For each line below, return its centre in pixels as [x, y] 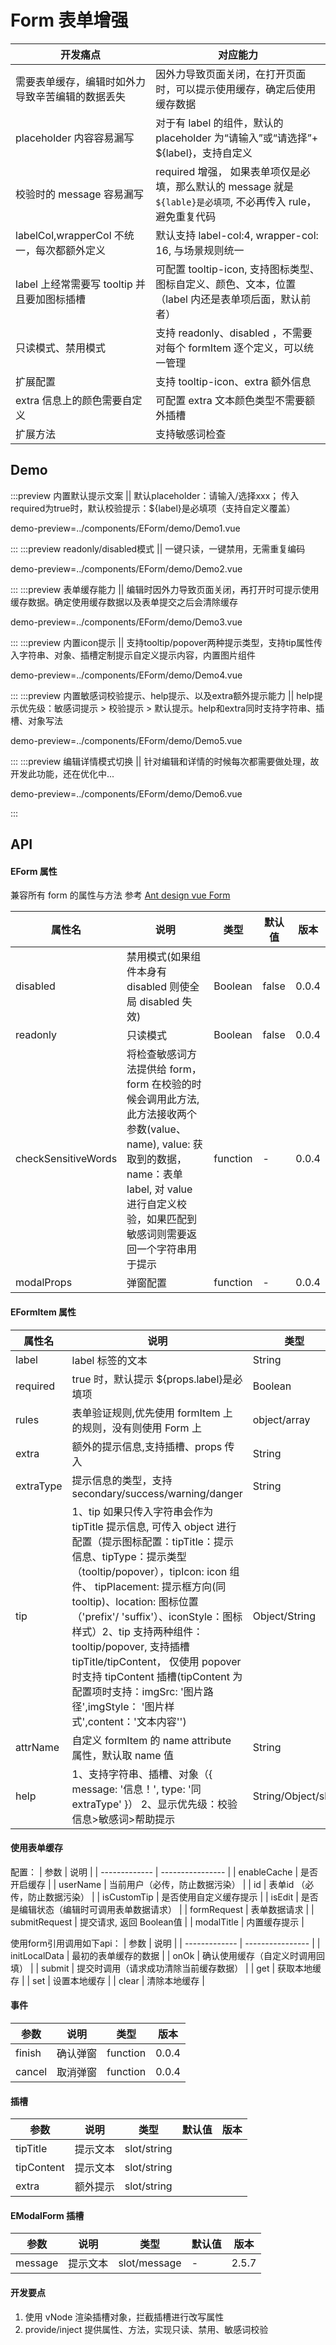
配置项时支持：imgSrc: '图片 [137, 1691]
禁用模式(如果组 [164, 957]
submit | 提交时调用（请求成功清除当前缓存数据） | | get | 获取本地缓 [181, 1968]
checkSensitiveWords [66, 1159]
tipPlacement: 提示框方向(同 [160, 1586]
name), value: [158, 1144]
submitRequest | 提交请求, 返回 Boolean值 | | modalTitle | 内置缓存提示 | [157, 1922]
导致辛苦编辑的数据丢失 [71, 96]
